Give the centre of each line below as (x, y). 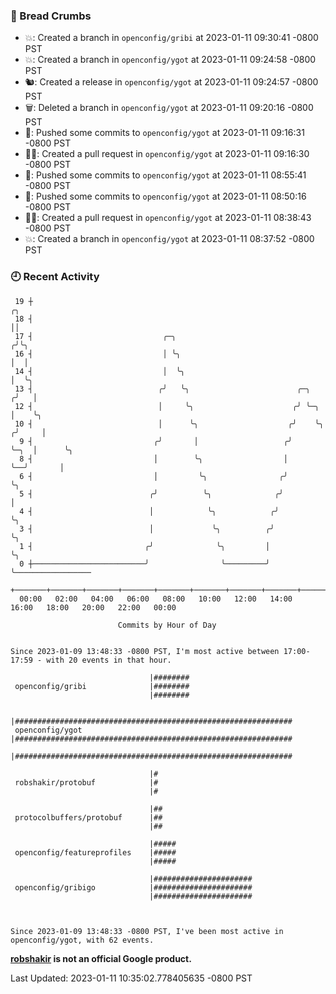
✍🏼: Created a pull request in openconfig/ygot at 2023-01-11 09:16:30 (167, 154)
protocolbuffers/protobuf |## (88, 817)
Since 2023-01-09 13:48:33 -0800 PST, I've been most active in (147, 931)
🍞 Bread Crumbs (51, 16)
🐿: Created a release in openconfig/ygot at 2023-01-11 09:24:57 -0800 (171, 82)
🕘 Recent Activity (55, 277)
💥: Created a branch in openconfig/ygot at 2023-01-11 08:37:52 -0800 (169, 239)
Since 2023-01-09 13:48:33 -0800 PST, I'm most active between (145, 651)
